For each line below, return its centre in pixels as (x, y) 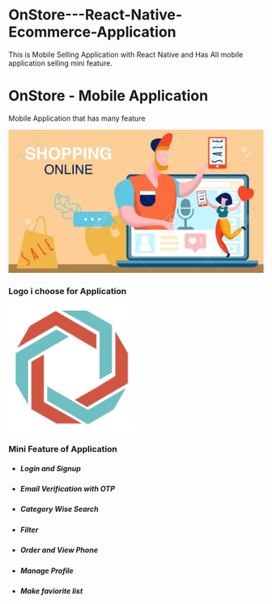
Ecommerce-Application (92, 32)
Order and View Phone (59, 550)
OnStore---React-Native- (96, 15)
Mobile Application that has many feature (77, 118)
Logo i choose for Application (68, 291)
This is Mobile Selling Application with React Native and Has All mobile (126, 54)
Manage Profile (47, 570)
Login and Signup (50, 468)
